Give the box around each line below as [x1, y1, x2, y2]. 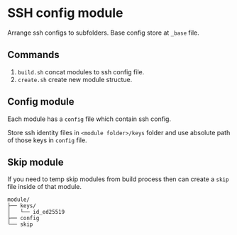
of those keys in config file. [7, 136, 87, 144]
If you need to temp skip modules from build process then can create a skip [7, 175, 229, 183]
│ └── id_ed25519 [7, 209, 65, 216]
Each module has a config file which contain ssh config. [7, 115, 172, 123]
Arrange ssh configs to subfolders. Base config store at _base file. [7, 28, 200, 37]
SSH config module [7, 5, 123, 21]
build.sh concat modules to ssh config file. [17, 67, 145, 76]
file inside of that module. [7, 183, 82, 191]
